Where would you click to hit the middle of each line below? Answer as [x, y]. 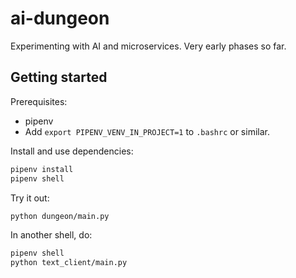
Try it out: [30, 198]
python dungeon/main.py [60, 216]
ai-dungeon [60, 18]
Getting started [59, 77]
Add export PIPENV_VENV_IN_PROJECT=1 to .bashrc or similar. [147, 131]
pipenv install [42, 169]
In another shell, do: [51, 235]
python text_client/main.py [69, 263]
